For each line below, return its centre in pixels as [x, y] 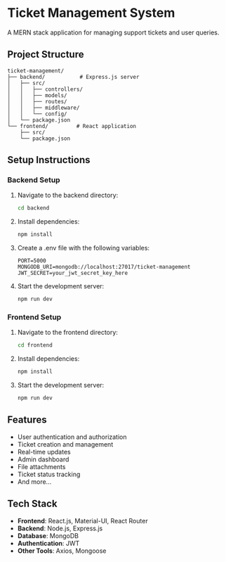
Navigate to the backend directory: [68, 196]
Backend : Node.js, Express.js [60, 528]
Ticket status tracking [49, 474]
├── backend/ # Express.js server [73, 77]
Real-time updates [44, 452]
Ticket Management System [91, 13]
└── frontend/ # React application [72, 126]
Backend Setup [34, 180]
